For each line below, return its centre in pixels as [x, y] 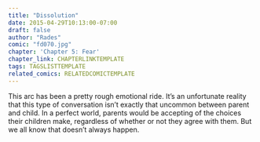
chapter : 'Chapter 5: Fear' [54, 52]
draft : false [29, 30]
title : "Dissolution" [44, 15]
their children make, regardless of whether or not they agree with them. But [130, 121]
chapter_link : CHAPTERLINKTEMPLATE [66, 60]
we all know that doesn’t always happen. [74, 129]
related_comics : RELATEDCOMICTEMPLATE [71, 74]
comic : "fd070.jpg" [40, 45]
